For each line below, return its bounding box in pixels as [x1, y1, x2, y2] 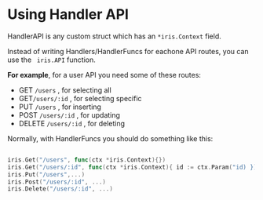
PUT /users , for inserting [18, 102, 101, 111]
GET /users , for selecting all [18, 85, 111, 95]
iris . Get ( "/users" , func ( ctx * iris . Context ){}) [7, 155, 166, 164]
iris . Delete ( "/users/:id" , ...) [7, 185, 113, 193]
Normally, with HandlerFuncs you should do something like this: [7, 133, 214, 143]
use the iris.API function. [7, 55, 96, 64]
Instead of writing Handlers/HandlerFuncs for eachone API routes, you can [7, 46, 249, 56]
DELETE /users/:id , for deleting [18, 118, 126, 128]
